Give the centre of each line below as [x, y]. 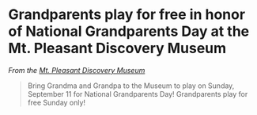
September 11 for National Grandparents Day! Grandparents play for [138, 94]
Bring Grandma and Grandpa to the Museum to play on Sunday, [131, 86]
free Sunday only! [56, 102]
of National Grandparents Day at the [129, 31]
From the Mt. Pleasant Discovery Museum [77, 70]
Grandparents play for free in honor [127, 15]
